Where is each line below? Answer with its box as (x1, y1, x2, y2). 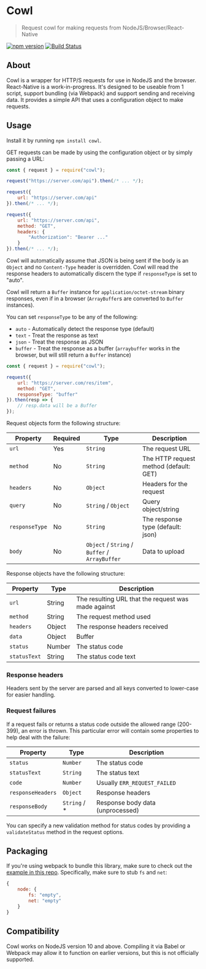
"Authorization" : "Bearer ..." (28, 234, 109, 241)
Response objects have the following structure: (6, 570, 126, 577)
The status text (96, 768, 140, 777)
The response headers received (76, 622, 169, 631)
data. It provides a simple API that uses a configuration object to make (6, 96, 184, 103)
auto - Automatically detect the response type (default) (15, 325, 154, 333)
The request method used (76, 612, 151, 621)
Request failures (6, 706, 56, 715)
